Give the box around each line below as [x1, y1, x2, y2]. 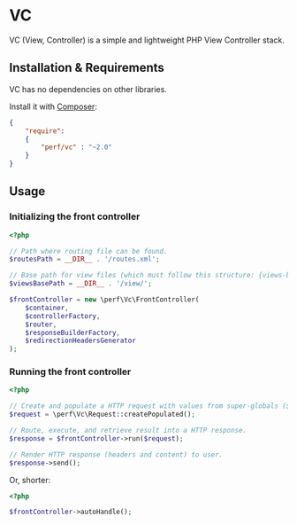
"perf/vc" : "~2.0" [41, 143, 113, 152]
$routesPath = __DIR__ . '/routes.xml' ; [9, 254, 161, 264]
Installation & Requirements [9, 60, 165, 75]
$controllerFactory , [25, 311, 101, 320]
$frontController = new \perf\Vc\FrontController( [9, 295, 200, 304]
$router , [25, 320, 57, 329]
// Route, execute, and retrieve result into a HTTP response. [9, 426, 247, 435]
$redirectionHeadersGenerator [25, 336, 137, 346]
